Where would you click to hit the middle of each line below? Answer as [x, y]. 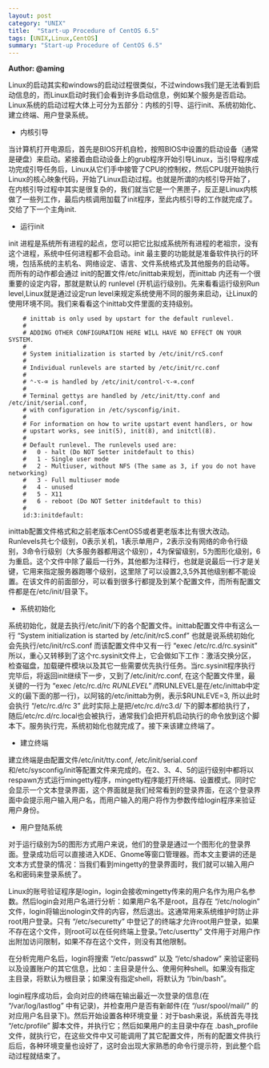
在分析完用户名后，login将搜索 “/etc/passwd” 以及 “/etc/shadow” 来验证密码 [133, 959]
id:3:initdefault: [53, 516]
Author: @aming [36, 68]
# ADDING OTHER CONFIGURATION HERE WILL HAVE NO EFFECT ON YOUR [132, 333]
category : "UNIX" [37, 23]
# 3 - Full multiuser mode [71, 481]
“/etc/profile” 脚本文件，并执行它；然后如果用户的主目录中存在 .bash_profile [133, 1026]
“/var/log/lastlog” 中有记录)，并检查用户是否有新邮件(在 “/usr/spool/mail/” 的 [133, 1006]
